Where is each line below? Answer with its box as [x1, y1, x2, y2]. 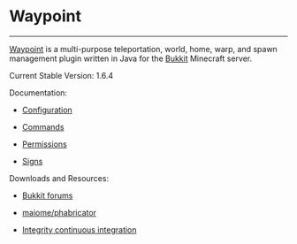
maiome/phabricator [21, 207, 97, 217]
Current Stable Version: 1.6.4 [9, 70, 113, 80]
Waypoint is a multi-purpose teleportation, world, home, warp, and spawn [9, 43, 278, 54]
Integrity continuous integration [21, 224, 137, 235]
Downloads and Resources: [9, 172, 109, 183]
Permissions [21, 139, 68, 149]
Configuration [21, 104, 72, 115]
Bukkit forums [21, 190, 73, 201]
